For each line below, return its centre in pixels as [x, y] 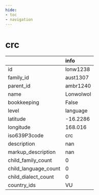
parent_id [19, 86]
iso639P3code [26, 135]
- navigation [19, 19]
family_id [18, 78]
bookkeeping [23, 102]
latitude [17, 119]
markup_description [32, 152]
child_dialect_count [31, 177]
